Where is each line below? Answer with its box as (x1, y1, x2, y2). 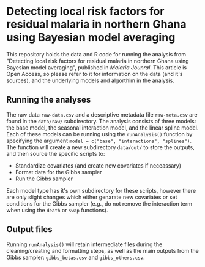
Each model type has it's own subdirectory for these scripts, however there (6, 187, 196, 194)
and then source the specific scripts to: (6, 150, 105, 157)
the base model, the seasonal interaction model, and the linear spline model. (6, 124, 199, 131)
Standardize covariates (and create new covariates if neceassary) (15, 161, 182, 169)
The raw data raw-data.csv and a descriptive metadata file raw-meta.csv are (6, 110, 198, 118)
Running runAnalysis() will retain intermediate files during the (6, 241, 163, 248)
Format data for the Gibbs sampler (15, 168, 102, 176)
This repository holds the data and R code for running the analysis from (6, 50, 187, 58)
